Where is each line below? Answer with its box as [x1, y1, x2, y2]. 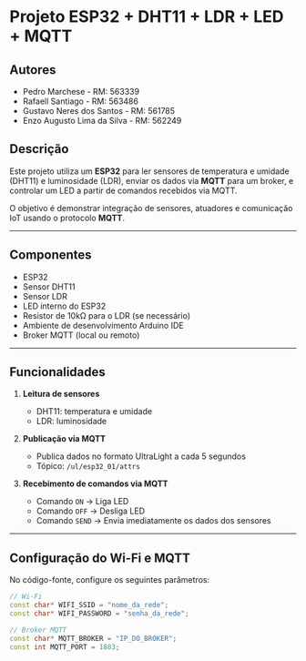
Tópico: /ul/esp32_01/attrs [36, 461, 141, 472]
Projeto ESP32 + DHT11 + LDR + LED [9, 6, 284, 27]
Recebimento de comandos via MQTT [22, 478, 168, 489]
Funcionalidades [9, 364, 107, 380]
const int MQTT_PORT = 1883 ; [9, 642, 120, 652]
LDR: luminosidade [36, 416, 107, 427]
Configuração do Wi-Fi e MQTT [9, 550, 191, 565]
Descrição [9, 141, 69, 157]
